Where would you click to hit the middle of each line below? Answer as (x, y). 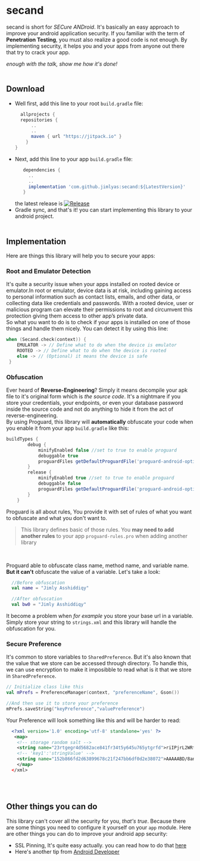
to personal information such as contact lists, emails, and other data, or (93, 297)
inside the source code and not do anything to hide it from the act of (90, 409)
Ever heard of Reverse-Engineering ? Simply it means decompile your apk (97, 390)
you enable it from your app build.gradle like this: (68, 428)
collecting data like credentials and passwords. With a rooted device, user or (100, 303)
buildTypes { (22, 439)
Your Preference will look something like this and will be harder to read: (93, 720)
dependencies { (42, 170)
